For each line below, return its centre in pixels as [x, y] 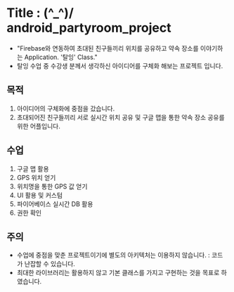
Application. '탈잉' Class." [61, 57]
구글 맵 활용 [33, 169]
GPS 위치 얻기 [36, 177]
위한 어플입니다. [38, 126]
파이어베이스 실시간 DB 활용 [55, 204]
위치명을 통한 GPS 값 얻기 [52, 186]
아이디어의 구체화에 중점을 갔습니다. [66, 108]
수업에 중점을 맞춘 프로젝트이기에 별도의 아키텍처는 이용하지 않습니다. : [113, 255]
